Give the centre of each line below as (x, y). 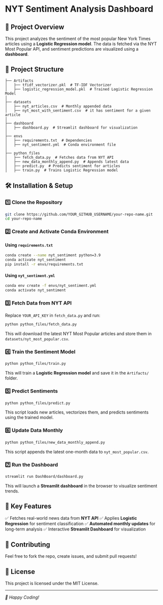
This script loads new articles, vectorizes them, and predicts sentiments (77, 412)
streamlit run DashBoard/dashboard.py (44, 476)
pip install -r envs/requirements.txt (44, 265)
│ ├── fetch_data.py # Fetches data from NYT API (59, 157)
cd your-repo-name (24, 219)
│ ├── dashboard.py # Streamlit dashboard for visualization (71, 128)
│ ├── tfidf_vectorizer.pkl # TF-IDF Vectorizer (58, 85)
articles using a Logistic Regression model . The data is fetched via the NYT (81, 44)
